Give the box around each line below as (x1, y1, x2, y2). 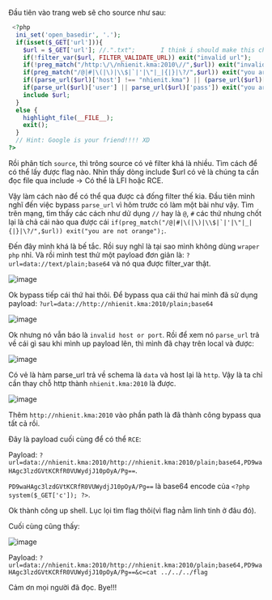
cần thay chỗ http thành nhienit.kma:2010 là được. (8, 378, 176, 388)
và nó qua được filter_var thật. (112, 258, 211, 268)
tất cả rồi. (8, 418, 40, 428)
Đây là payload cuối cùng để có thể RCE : (8, 434, 142, 444)
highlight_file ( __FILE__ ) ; (23, 113, 114, 121)
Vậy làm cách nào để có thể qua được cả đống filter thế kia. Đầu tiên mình (8, 191, 255, 201)
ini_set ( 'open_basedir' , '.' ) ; (15, 31, 121, 39)
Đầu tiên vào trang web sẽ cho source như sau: (8, 8, 167, 17)
